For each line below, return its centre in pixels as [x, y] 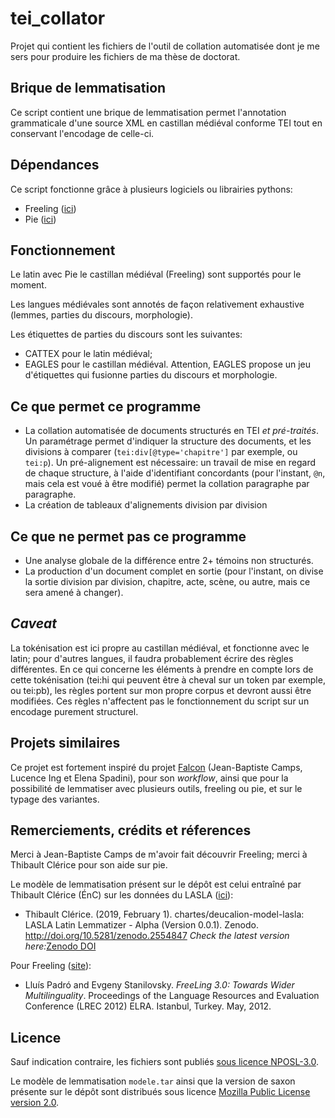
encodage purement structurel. [74, 711]
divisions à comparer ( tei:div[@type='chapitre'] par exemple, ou [161, 452]
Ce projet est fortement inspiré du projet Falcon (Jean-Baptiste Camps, [156, 767]
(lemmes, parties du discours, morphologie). [101, 315]
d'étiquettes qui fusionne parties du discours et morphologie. [151, 375]
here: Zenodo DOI [60, 946]
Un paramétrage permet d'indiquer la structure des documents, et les [168, 441]
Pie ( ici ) [40, 219]
